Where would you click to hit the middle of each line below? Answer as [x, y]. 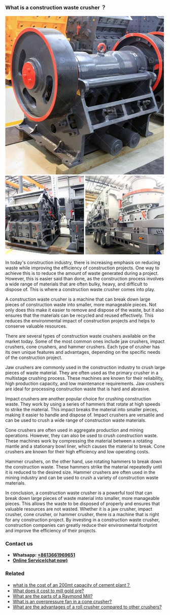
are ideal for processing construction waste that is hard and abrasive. [78, 389]
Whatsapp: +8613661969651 [44, 555]
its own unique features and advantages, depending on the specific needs [83, 352]
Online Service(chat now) [40, 560]
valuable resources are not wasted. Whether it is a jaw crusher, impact [79, 509]
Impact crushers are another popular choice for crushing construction [78, 399]
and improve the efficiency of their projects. [51, 531]
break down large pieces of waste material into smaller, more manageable [82, 498]
